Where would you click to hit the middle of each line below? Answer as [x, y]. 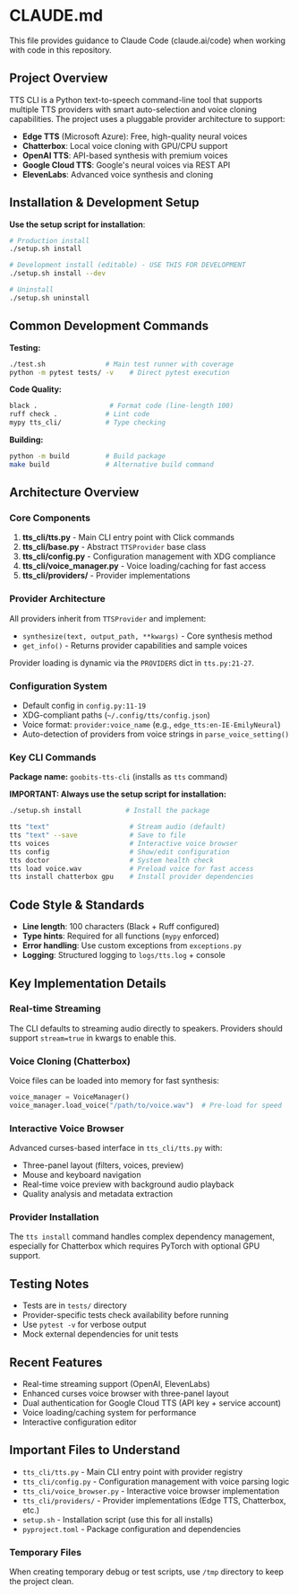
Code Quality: [36, 389]
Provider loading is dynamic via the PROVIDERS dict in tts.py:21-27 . [132, 662]
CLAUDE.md [56, 16]
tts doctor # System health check [112, 860]
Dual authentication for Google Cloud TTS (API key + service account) [152, 1403]
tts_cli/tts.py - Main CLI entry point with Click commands [128, 537]
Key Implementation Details [88, 983]
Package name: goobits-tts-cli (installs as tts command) [119, 777]
